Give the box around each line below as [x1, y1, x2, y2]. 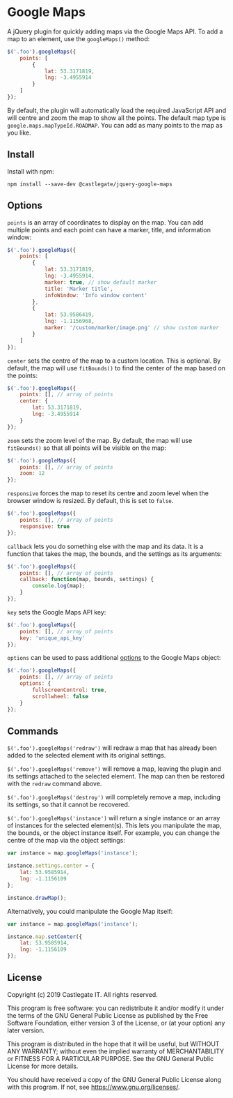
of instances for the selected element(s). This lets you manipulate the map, [7, 821, 222, 830]
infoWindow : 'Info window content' [44, 292, 148, 299]
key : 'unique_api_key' [19, 634, 86, 642]
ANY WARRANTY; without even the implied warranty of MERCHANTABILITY [7, 1047, 225, 1055]
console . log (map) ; [32, 582, 86, 589]
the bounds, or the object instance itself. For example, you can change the [7, 829, 220, 837]
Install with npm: [7, 167, 54, 175]
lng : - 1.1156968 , [44, 318, 95, 325]
